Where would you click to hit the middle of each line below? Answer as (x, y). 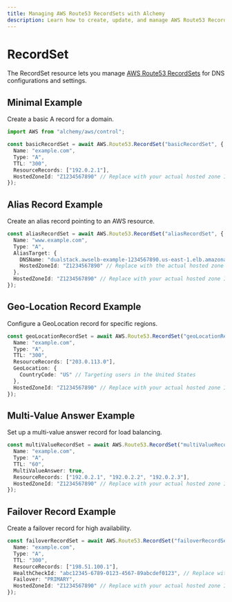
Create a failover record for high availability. (69, 528)
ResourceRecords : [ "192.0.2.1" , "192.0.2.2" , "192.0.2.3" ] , (101, 477)
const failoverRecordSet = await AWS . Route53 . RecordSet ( (91, 541)
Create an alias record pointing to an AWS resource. (81, 221)
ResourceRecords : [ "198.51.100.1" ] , (66, 567)
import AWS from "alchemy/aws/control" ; (66, 132)
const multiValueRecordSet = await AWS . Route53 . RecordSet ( (94, 445)
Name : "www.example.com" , (51, 240)
